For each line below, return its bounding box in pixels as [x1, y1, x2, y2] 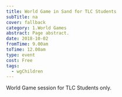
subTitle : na [6, 14, 38, 20]
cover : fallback [6, 19, 46, 25]
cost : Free [6, 57, 33, 63]
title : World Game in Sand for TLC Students [6, 8, 117, 15]
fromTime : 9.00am [6, 41, 49, 47]
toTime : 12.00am [6, 47, 46, 53]
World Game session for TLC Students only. [6, 84, 111, 91]
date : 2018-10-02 [6, 36, 49, 41]
